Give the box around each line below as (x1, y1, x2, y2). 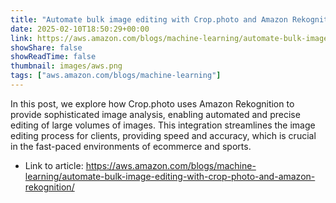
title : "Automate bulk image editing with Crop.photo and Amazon (10, 14, 288, 25)
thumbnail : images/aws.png (10, 61, 123, 71)
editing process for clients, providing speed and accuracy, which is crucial (10, 129, 317, 141)
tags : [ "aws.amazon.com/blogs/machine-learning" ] (10, 71, 222, 81)
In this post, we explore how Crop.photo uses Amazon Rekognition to (10, 97, 295, 110)
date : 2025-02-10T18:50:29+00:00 (10, 24, 150, 34)
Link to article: (24, 159, 84, 171)
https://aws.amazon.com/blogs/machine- (85, 159, 257, 171)
